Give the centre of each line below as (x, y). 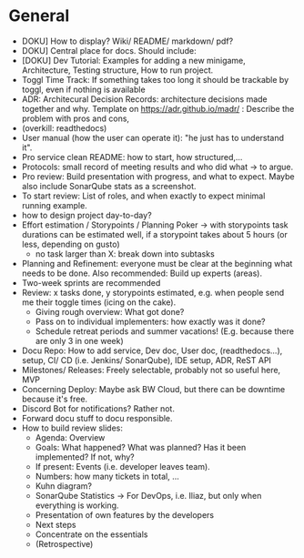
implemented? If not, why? (85, 457)
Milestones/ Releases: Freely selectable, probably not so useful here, (151, 370)
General (39, 16)
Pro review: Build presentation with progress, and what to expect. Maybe (158, 176)
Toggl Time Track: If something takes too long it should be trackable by (155, 79)
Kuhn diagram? (64, 486)
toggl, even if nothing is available (84, 89)
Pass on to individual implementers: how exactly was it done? (150, 321)
